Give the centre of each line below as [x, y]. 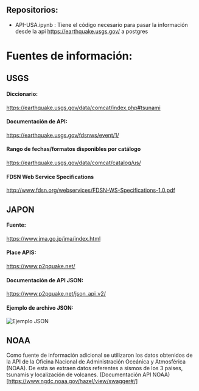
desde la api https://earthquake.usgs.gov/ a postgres [82, 31]
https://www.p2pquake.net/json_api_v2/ [56, 294]
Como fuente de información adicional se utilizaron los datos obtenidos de [100, 355]
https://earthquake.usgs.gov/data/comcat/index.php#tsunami [84, 108]
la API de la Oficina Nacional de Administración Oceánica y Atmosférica [96, 362]
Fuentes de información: [69, 56]
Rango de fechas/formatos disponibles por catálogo [74, 149]
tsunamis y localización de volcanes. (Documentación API [79, 375]
